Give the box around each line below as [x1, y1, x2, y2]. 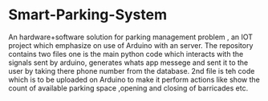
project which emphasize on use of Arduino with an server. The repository [8, 40, 254, 50]
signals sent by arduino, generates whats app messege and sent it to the [8, 58, 249, 67]
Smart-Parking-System [8, 6, 167, 24]
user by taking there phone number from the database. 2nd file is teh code [8, 66, 255, 75]
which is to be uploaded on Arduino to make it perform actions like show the [8, 75, 261, 84]
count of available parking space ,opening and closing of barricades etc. [8, 83, 249, 93]
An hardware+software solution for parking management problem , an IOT [8, 32, 254, 42]
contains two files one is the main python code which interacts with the [8, 49, 244, 59]
